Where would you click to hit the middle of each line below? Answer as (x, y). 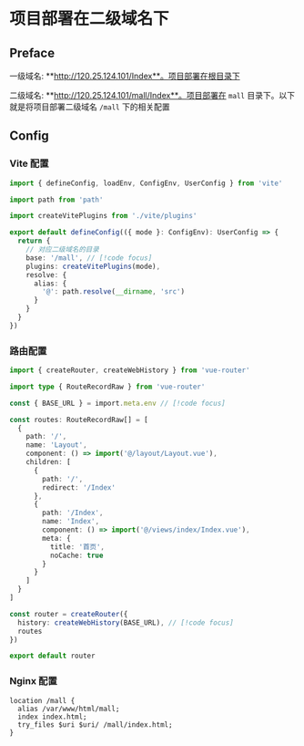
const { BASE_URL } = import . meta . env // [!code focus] (117, 403)
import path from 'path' (56, 200)
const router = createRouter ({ (69, 614)
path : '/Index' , (73, 513)
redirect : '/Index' (79, 487)
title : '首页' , (77, 547)
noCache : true (76, 555)
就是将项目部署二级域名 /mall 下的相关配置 (90, 107)
